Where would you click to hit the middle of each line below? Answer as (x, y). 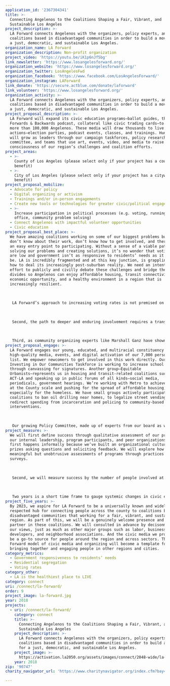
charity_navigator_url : (30, 671)
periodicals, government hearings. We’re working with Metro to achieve (88, 383)
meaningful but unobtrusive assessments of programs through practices (87, 454)
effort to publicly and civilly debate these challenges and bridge (83, 270)
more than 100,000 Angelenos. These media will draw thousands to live (87, 128)
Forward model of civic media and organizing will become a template (84, 544)
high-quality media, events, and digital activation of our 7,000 (81, 355)
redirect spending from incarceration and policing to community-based (87, 402)
